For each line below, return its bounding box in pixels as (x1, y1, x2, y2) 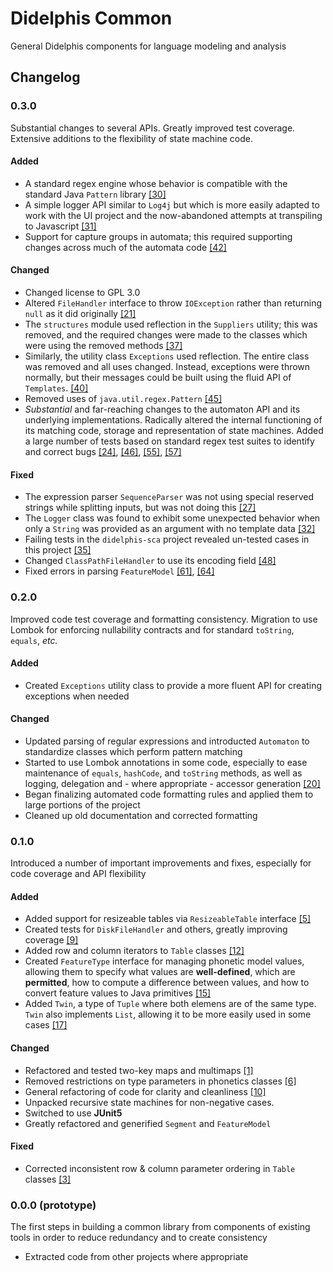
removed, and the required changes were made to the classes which (24, 329, 308, 341)
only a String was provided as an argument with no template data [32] (24, 523, 316, 535)
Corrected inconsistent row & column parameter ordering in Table (24, 1162, 296, 1174)
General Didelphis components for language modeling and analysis (10, 40, 287, 52)
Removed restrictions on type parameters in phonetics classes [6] (24, 1075, 297, 1087)
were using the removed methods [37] (24, 340, 183, 352)
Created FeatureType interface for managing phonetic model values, (24, 955, 305, 967)
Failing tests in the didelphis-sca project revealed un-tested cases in (24, 533, 310, 546)
